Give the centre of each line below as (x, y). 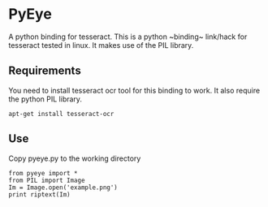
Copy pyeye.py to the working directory (75, 158)
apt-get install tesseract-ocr (61, 114)
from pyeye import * (43, 173)
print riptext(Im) (39, 194)
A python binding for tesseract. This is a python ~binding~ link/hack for (128, 37)
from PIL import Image (47, 180)
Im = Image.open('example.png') (63, 188)
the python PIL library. (45, 99)
